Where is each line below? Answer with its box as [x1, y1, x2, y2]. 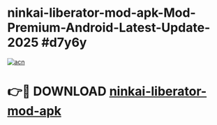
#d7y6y [41, 35, 87, 50]
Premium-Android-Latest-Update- [7, 20, 211, 36]
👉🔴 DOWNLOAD [7, 84, 107, 99]
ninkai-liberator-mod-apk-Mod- [7, 5, 197, 21]
